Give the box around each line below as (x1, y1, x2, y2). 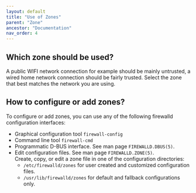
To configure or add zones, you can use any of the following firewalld (6, 113, 174, 120)
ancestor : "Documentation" (6, 25, 72, 31)
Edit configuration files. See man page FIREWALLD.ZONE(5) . (14, 149, 154, 156)
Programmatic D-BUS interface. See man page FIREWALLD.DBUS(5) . (14, 143, 175, 150)
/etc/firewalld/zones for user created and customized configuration (23, 161, 190, 168)
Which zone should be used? (6, 52, 114, 62)
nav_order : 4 (6, 31, 38, 36)
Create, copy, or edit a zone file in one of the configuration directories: (14, 155, 185, 162)
